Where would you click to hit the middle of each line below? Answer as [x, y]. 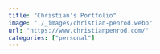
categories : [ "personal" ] [51, 38]
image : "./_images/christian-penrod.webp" [80, 23]
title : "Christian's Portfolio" [62, 15]
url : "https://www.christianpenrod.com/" [79, 30]
